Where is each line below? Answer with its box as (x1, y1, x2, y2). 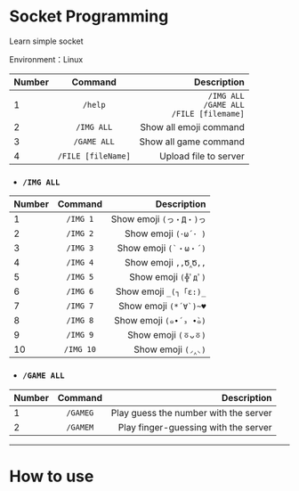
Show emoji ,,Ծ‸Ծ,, (124, 257, 206, 269)
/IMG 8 (66, 315, 94, 326)
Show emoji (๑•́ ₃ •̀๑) (114, 315, 206, 327)
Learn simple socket (9, 36, 84, 46)
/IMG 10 (63, 345, 96, 355)
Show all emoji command (140, 120, 245, 133)
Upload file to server (158, 150, 245, 162)
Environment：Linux (9, 53, 84, 64)
